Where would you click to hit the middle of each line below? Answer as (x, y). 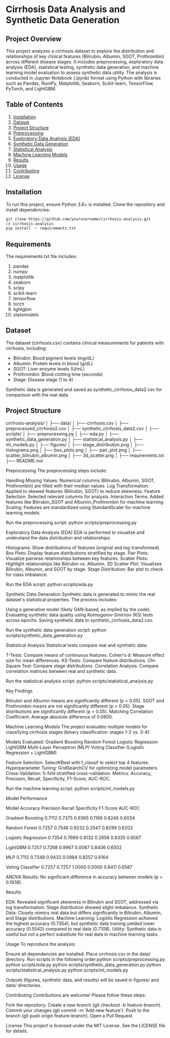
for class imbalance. (27, 575)
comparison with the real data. (38, 395)
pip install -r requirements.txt (41, 228)
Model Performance (27, 798)
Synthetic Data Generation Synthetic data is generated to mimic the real (80, 594)
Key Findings (19, 691)
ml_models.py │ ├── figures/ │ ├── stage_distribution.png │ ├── (75, 444)
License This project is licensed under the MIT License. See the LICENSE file (86, 1025)
